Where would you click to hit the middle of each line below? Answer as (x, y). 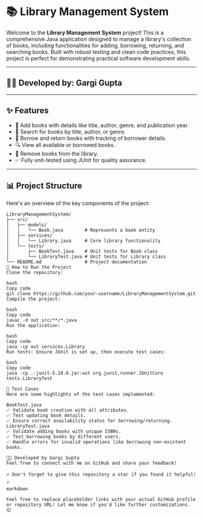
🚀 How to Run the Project (39, 267)
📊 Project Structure (44, 185)
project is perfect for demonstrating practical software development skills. (98, 58)
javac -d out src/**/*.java (42, 320)
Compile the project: (34, 299)
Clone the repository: (35, 273)
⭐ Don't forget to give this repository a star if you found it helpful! (101, 475)
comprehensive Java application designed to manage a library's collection (99, 39)
